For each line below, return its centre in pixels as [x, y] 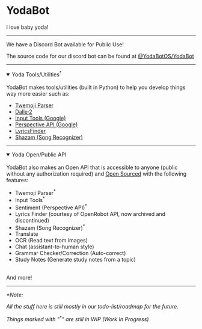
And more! [19, 278]
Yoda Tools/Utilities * [37, 74]
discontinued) [32, 220]
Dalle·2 [23, 111]
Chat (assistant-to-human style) [54, 247]
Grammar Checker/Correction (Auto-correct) [70, 253]
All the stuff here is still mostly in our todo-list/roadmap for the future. [92, 307]
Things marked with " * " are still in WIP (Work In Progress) [78, 318]
